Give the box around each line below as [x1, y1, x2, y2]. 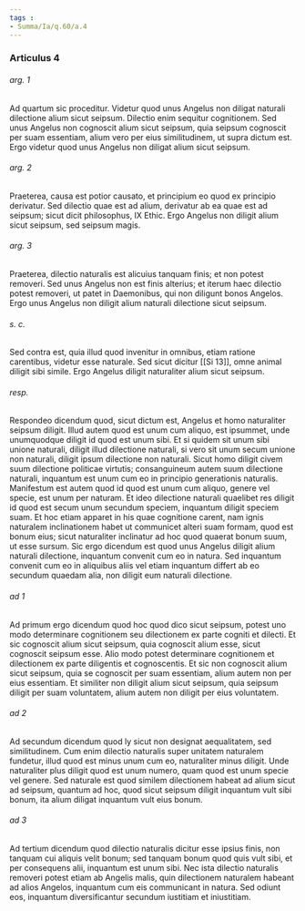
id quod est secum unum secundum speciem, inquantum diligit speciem [9, 502, 280, 513]
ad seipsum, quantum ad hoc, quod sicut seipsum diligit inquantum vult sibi [9, 784, 292, 795]
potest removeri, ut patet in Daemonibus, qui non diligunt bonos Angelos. [9, 288, 284, 299]
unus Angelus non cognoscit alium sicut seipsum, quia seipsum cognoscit [9, 122, 287, 133]
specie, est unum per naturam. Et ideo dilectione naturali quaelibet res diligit [9, 493, 295, 504]
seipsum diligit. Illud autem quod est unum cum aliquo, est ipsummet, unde [9, 425, 290, 435]
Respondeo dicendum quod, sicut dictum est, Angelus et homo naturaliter [9, 415, 286, 426]
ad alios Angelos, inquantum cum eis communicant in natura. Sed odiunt [9, 882, 281, 893]
